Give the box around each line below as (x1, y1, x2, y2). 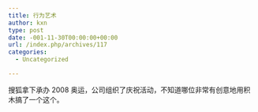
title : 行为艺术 (8, 11, 57, 20)
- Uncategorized (15, 56, 69, 64)
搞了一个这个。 (14, 95, 64, 104)
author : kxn (8, 19, 47, 27)
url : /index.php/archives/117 (8, 41, 108, 49)
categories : (8, 48, 47, 56)
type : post (8, 26, 44, 34)
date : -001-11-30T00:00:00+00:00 (8, 33, 118, 42)
